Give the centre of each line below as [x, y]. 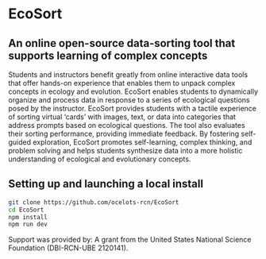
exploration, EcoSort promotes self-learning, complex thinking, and [143, 142]
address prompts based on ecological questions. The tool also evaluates [127, 125]
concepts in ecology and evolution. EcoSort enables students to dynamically [133, 91]
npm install [28, 217]
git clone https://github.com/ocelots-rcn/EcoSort [94, 202]
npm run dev [28, 224]
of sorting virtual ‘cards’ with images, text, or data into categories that [122, 117]
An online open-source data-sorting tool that [122, 43]
